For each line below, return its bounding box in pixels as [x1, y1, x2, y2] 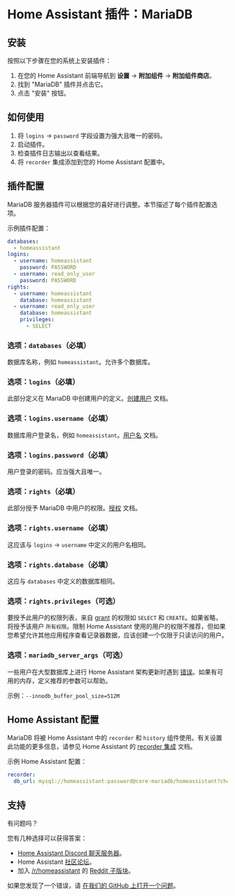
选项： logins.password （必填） [7, 450, 113, 460]
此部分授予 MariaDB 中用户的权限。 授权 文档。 [7, 504, 142, 512]
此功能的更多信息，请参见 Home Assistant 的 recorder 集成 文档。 [7, 742, 197, 751]
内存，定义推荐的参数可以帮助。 [19, 676, 112, 685]
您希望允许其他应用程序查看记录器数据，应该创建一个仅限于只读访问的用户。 [7, 631, 228, 639]
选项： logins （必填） [7, 377, 80, 387]
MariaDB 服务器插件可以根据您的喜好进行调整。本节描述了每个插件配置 [7, 200, 212, 208]
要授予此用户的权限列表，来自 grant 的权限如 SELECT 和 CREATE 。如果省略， [7, 613, 222, 622]
